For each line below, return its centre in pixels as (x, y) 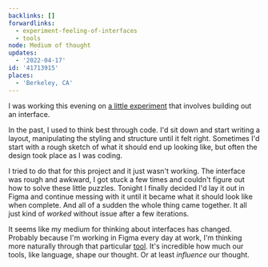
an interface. (29, 114)
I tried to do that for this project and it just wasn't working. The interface (127, 171)
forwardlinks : (32, 23)
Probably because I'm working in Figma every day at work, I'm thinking (125, 237)
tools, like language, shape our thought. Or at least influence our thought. (129, 254)
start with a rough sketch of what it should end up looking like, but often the (133, 147)
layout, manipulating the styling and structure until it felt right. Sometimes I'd (134, 138)
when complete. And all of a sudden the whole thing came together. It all (128, 204)
